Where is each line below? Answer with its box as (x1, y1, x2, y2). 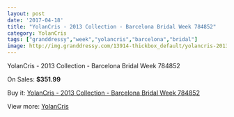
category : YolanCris (7, 29, 68, 37)
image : (7, 42, 26, 49)
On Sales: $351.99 (7, 75, 61, 84)
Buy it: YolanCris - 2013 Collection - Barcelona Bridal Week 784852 (7, 88, 201, 97)
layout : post (7, 10, 45, 17)
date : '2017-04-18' (7, 17, 64, 24)
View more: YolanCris (7, 102, 69, 110)
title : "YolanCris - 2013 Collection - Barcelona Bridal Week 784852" (7, 23, 217, 30)
